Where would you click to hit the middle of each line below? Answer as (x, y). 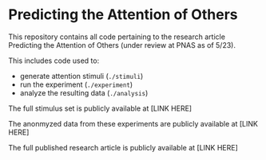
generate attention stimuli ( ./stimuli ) (81, 76)
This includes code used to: (54, 60)
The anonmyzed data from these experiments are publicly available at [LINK (133, 123)
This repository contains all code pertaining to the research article (117, 37)
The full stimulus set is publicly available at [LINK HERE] (100, 108)
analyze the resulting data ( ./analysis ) (84, 92)
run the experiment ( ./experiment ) (76, 84)
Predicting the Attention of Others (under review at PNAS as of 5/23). (122, 45)
